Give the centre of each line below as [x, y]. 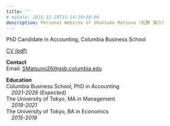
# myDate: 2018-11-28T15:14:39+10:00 [53, 17]
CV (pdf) [17, 51]
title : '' [18, 12]
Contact [16, 62]
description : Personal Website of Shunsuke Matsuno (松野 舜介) [85, 22]
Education [19, 80]
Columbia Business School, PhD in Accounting [63, 86]
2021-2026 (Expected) [39, 93]
